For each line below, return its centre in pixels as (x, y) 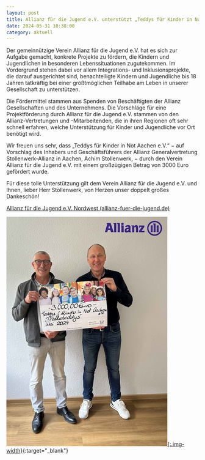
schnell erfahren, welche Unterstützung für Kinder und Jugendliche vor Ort (101, 127)
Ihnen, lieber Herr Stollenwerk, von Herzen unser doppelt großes (88, 190)
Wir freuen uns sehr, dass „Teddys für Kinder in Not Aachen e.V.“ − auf (95, 146)
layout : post (23, 13)
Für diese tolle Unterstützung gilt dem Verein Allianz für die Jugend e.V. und (102, 184)
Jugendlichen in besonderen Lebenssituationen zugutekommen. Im (91, 64)
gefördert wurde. (28, 172)
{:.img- (176, 444)
